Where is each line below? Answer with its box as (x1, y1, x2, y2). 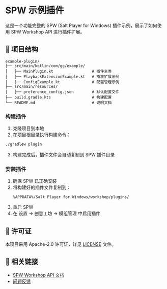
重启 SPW (12, 204, 34, 210)
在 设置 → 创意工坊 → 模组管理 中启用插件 (12, 210, 101, 216)
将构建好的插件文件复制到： (12, 184, 71, 190)
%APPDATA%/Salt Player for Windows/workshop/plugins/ (12, 195, 129, 200)
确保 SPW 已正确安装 (12, 178, 57, 184)
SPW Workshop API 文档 (12, 272, 65, 278)
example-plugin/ (5, 59, 40, 64)
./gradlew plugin (5, 142, 42, 147)
